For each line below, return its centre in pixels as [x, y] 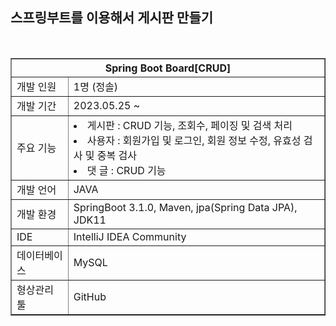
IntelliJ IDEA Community [130, 236]
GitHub [90, 296]
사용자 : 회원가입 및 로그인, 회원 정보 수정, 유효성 [194, 140]
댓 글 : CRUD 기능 [126, 170]
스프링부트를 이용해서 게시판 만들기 [112, 18]
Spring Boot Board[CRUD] [168, 68]
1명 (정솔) [96, 86]
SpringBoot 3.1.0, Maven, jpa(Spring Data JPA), [185, 207]
